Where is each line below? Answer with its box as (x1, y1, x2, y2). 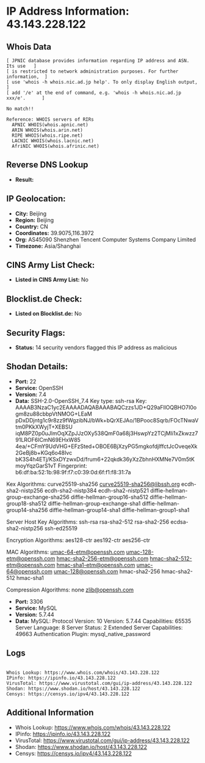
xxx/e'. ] (6, 95, 45, 101)
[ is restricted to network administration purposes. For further (6, 68, 179, 74)
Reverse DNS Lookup (6, 160, 88, 170)
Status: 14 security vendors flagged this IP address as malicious (15, 344, 178, 352)
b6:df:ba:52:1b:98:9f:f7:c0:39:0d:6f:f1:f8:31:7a (15, 468, 131, 476)
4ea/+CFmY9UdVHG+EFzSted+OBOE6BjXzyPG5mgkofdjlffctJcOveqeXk (15, 443, 198, 450)
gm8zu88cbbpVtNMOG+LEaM (15, 410, 93, 418)
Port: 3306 (15, 598, 43, 605)
